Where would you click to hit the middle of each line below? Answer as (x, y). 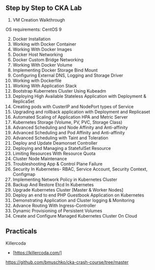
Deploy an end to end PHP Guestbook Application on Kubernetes (78, 195)
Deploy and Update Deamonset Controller (55, 143)
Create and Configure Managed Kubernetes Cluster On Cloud (75, 216)
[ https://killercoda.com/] (37, 252)
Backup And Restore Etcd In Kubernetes (53, 184)
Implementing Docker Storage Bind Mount (55, 70)
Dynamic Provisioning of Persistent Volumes (57, 211)
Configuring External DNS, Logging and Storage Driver (68, 75)
